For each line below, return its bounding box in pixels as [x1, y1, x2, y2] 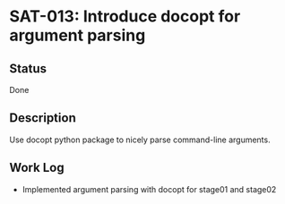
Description [9, 110, 76, 126]
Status [9, 61, 47, 76]
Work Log [9, 160, 65, 175]
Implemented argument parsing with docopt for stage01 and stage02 [22, 183, 277, 194]
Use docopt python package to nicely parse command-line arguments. [9, 134, 271, 145]
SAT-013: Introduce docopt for [9, 6, 241, 27]
